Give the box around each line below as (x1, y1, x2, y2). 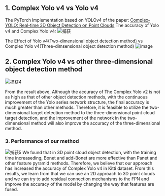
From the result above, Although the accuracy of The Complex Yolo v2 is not (5, 89, 161, 95)
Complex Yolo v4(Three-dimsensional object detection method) (5, 43, 134, 49)
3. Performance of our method (5, 137, 79, 144)
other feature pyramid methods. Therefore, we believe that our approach (5, 160, 153, 166)
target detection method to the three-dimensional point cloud (31, 109, 155, 115)
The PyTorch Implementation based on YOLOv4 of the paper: (5, 17, 130, 23)
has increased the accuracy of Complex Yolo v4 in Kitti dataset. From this (5, 165, 154, 171)
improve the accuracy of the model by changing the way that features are (5, 181, 154, 187)
